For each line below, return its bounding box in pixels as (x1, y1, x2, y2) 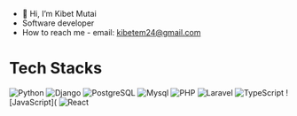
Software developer (21, 18, 95, 28)
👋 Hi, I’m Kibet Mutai (21, 9, 98, 19)
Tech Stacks (9, 58, 103, 79)
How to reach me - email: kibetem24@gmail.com (21, 27, 201, 37)
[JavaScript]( (9, 97, 58, 107)
